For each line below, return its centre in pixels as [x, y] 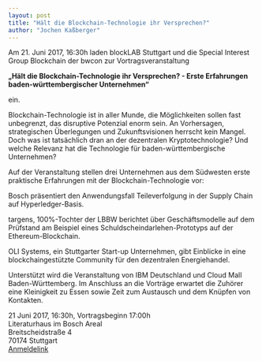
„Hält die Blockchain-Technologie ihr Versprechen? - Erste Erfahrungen [128, 76]
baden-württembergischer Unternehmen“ [79, 84]
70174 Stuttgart [33, 341]
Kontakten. [26, 300]
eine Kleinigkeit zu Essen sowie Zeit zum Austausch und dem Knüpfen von [129, 292]
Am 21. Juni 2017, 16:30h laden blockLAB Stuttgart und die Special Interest [129, 53]
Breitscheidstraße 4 [40, 333]
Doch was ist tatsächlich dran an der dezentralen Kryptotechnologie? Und [128, 140]
